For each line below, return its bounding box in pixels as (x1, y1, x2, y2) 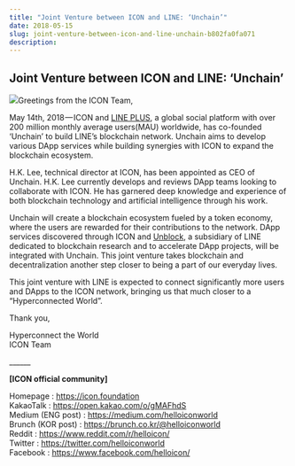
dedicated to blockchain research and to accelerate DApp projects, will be (9, 241, 279, 252)
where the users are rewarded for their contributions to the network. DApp (9, 222, 281, 233)
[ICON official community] (9, 374, 108, 384)
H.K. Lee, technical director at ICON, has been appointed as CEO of (9, 167, 255, 178)
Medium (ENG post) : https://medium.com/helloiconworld (9, 409, 219, 421)
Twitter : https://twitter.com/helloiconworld (9, 438, 166, 448)
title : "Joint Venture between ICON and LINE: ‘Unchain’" (9, 12, 228, 22)
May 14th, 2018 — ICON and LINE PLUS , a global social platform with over (9, 113, 276, 123)
